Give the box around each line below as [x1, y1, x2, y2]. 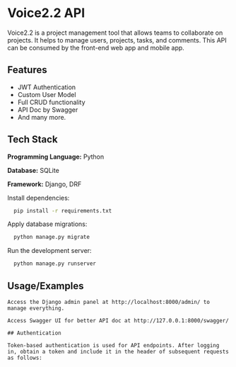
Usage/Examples [7, 280, 84, 292]
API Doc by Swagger [17, 105, 78, 114]
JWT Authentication [17, 83, 76, 91]
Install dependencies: [7, 193, 70, 202]
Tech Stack [7, 133, 58, 146]
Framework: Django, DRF [7, 179, 82, 188]
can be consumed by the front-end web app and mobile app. [7, 43, 185, 52]
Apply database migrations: [7, 220, 88, 228]
